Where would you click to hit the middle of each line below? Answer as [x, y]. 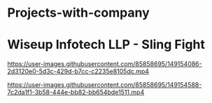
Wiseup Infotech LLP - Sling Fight [106, 45]
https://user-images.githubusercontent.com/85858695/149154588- [105, 85]
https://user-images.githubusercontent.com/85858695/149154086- [105, 64]
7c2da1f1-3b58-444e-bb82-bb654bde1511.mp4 [76, 93]
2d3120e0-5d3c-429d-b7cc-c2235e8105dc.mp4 [78, 72]
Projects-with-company [79, 13]
